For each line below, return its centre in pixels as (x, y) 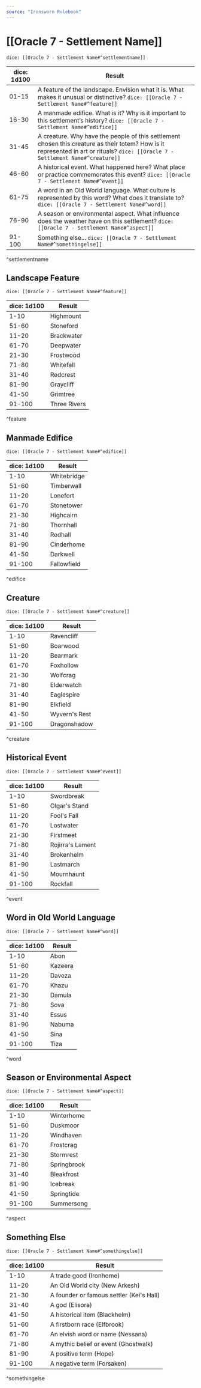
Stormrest (64, 1155)
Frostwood (65, 355)
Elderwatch (66, 685)
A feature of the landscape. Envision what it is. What (111, 90)
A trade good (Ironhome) (85, 1276)
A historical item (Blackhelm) (90, 1315)
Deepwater (66, 345)
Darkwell (62, 555)
